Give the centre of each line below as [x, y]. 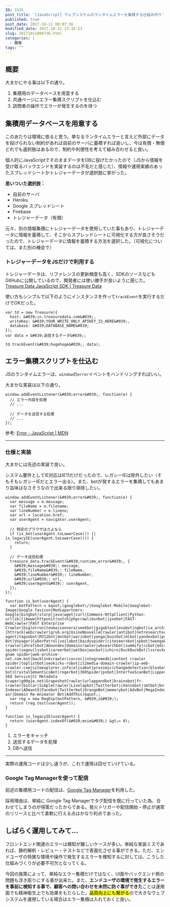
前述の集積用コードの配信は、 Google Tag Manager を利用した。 [72, 790]
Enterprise [53, 623]
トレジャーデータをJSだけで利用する [50, 262]
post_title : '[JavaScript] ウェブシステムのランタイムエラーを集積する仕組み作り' [85, 15]
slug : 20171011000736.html [34, 33]
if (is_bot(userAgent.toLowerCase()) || [53, 534]
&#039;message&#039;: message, [47, 565]
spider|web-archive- [38, 654]
